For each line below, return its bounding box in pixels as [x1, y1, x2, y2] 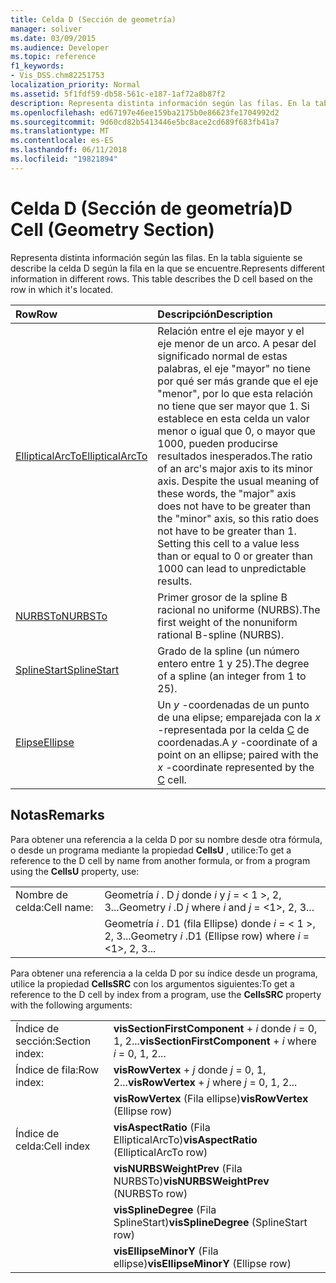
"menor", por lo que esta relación [157, 386, 313, 400]
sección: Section [15, 1034, 92, 1048]
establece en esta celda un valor [157, 411, 310, 425]
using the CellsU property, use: [10, 865, 140, 877]
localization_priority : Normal [10, 80, 141, 90]
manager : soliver [10, 24, 83, 34]
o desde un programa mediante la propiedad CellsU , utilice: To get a [10, 844, 292, 856]
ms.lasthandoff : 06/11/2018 [10, 145, 128, 155]
